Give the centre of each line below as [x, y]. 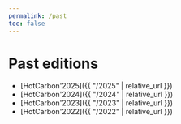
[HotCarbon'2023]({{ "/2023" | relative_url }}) [96, 103]
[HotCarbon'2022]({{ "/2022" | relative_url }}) [96, 112]
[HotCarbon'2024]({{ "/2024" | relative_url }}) [97, 95]
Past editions [54, 64]
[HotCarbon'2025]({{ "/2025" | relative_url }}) [96, 86]
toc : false [27, 24]
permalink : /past [38, 16]
